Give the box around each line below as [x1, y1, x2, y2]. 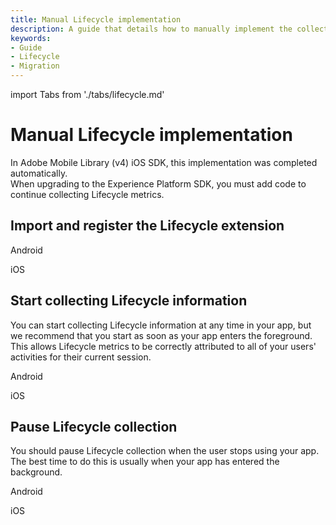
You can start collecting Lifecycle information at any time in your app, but [10, 319, 312, 331]
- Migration [10, 61, 60, 71]
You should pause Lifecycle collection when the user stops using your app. [10, 445, 320, 457]
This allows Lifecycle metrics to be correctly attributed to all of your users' [10, 340, 317, 352]
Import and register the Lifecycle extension [10, 217, 285, 235]
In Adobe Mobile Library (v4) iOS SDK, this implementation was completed [10, 156, 318, 168]
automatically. [10, 167, 68, 179]
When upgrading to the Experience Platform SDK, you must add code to [10, 177, 307, 190]
